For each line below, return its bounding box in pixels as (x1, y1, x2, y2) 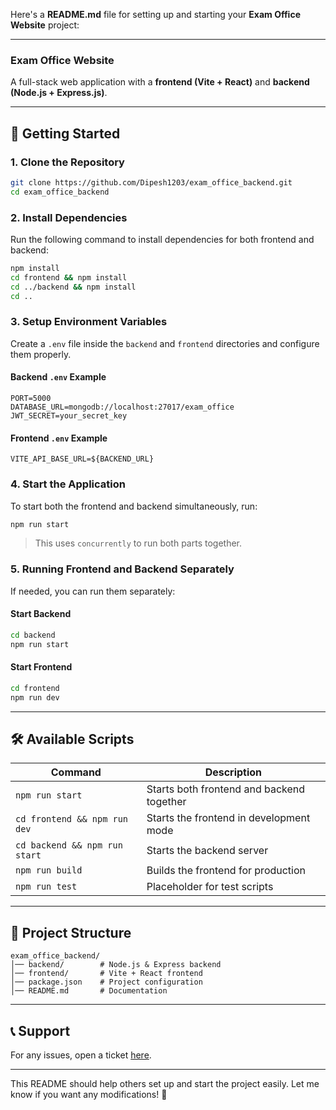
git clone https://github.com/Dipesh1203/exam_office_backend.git (10, 177, 293, 188)
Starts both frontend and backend (146, 782, 306, 796)
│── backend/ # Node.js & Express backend (10, 960, 222, 970)
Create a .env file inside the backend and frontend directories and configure (10, 337, 320, 349)
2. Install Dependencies (10, 210, 128, 224)
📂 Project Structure (10, 924, 132, 941)
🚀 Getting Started (10, 125, 121, 142)
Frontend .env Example (10, 432, 108, 444)
